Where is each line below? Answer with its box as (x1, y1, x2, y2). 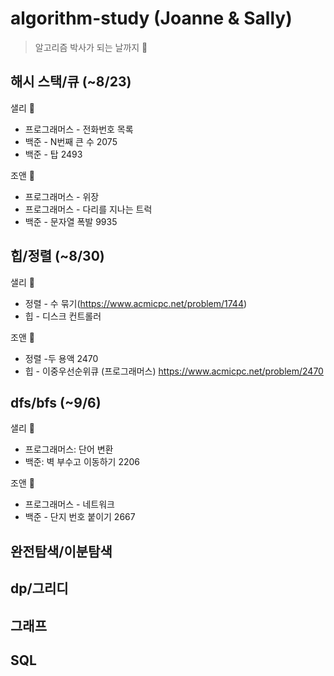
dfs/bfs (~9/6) (10, 394, 102, 411)
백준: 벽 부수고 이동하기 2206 (24, 456, 140, 468)
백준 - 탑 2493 (24, 148, 83, 160)
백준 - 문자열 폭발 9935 (24, 215, 118, 227)
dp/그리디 (10, 580, 69, 597)
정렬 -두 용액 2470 (24, 352, 99, 364)
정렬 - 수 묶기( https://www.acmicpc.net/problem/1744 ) (24, 297, 248, 309)
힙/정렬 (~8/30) (10, 248, 105, 265)
